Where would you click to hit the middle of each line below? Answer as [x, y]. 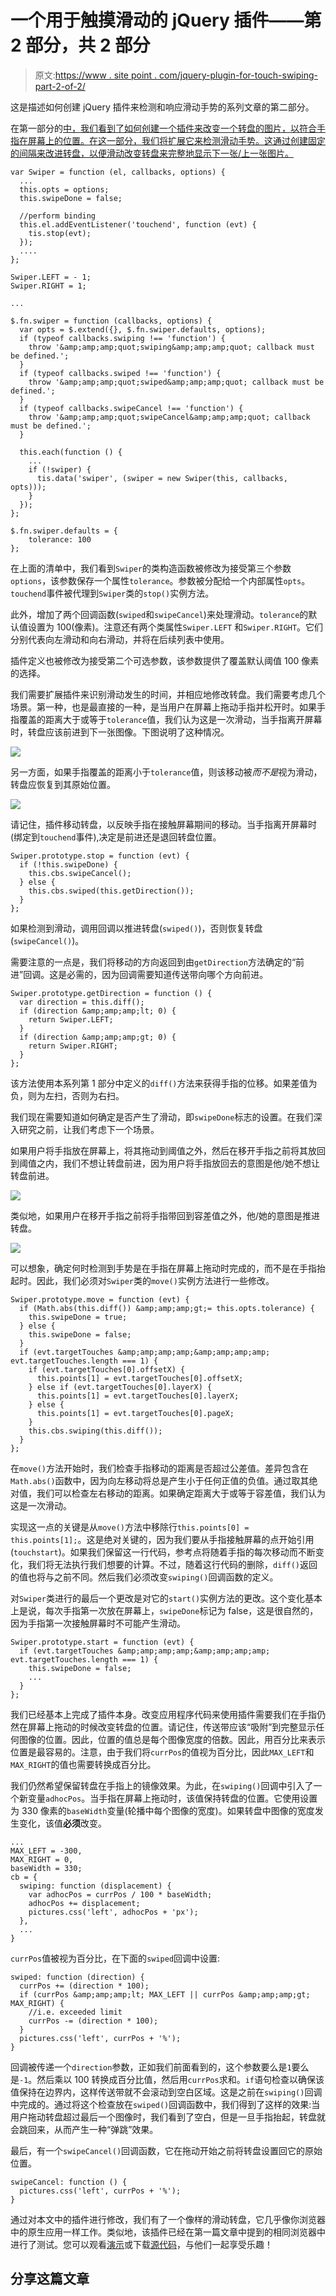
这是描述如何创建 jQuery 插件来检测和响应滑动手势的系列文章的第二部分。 [162, 107]
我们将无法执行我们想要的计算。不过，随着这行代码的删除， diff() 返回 [172, 1564]
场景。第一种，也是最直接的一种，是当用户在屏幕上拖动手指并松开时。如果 [163, 707]
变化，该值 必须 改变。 [62, 1823]
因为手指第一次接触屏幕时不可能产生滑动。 [98, 1623]
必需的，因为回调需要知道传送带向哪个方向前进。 [167, 974]
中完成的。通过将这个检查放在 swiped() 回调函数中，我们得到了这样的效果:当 [165, 2104]
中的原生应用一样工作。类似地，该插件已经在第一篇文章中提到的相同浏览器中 [168, 2232]
